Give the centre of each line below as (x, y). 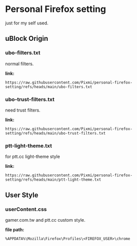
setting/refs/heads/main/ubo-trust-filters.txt (56, 133)
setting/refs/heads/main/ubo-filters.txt (49, 87)
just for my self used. (27, 23)
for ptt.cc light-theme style (33, 157)
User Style (22, 195)
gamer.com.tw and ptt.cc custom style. (45, 220)
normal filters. (19, 64)
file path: (15, 230)
